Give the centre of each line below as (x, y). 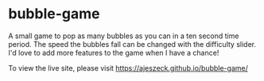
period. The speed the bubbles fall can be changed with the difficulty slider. (132, 44)
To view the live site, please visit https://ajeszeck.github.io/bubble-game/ (128, 67)
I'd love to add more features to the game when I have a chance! (114, 52)
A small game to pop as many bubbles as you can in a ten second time (124, 36)
